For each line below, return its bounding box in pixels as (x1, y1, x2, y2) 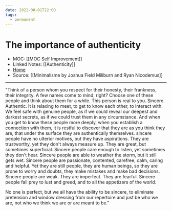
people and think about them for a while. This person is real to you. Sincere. (5, 98, 165, 104)
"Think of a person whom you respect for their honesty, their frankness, (5, 87, 157, 93)
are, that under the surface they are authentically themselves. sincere (5, 130, 152, 136)
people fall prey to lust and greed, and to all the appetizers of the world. (5, 179, 157, 185)
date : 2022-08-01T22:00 (5, 7, 56, 13)
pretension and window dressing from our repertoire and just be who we (5, 195, 158, 201)
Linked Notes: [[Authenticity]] (12, 61, 76, 67)
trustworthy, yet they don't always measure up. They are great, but (5, 141, 146, 147)
